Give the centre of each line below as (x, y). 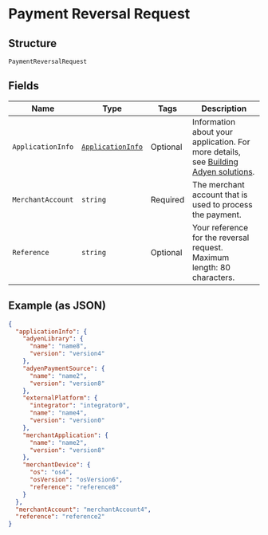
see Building (215, 162)
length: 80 (211, 267)
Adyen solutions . (223, 171)
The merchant (218, 184)
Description (224, 108)
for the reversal (221, 238)
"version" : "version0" (67, 420)
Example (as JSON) (57, 306)
